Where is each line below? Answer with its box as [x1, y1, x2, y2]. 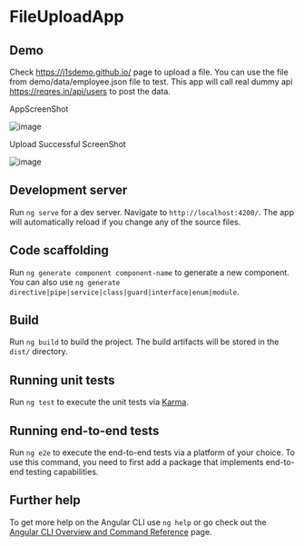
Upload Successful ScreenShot [9, 139, 127, 149]
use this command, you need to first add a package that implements [9, 457, 264, 468]
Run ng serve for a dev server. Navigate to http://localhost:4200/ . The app [9, 206, 295, 217]
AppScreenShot [9, 104, 69, 114]
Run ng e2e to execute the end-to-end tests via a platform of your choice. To [9, 447, 296, 458]
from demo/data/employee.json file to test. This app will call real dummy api [9, 76, 293, 87]
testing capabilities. [25, 466, 99, 478]
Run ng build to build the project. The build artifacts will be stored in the [9, 336, 279, 347]
